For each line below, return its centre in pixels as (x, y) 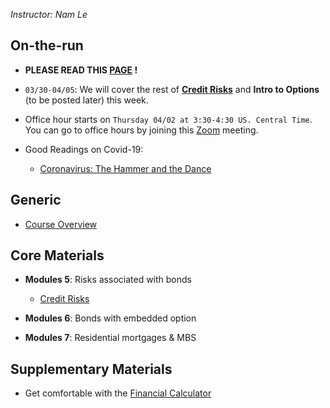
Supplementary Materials (91, 369)
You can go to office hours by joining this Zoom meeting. (141, 130)
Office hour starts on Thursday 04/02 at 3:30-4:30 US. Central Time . (168, 119)
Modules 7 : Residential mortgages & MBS (110, 338)
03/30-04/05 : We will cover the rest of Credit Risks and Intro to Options (172, 89)
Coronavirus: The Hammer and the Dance (125, 168)
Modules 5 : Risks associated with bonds (108, 280)
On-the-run (47, 45)
